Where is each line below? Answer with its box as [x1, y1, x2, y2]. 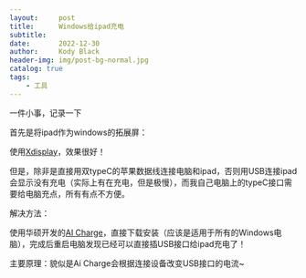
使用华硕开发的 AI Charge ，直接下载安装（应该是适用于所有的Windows [9, 227, 274, 238]
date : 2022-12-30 [9, 38, 100, 48]
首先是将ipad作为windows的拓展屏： [9, 127, 148, 138]
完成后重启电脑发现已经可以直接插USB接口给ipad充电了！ [28, 238, 247, 249]
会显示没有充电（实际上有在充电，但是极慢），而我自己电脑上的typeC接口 [9, 177, 285, 188]
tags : [9, 73, 30, 82]
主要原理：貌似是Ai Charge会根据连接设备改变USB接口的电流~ [9, 257, 245, 269]
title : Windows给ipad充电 [9, 22, 125, 31]
